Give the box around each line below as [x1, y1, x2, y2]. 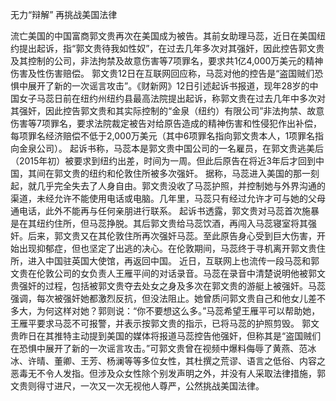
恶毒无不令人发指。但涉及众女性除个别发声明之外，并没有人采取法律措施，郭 [10, 368, 326, 379]
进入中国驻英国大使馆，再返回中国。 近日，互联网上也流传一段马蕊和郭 [27, 255, 320, 267]
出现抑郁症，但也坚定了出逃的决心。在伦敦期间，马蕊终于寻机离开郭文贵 [18, 243, 317, 254]
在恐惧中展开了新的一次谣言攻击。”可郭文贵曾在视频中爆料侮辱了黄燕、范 [10, 343, 308, 354]
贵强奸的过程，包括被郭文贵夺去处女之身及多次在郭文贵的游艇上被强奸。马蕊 [10, 280, 326, 292]
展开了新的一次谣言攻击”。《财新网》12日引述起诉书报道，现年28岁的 [27, 80, 310, 92]
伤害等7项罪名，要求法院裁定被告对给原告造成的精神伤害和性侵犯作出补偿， [10, 118, 322, 129]
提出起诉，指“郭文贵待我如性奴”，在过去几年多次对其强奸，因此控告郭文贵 [18, 43, 325, 54]
